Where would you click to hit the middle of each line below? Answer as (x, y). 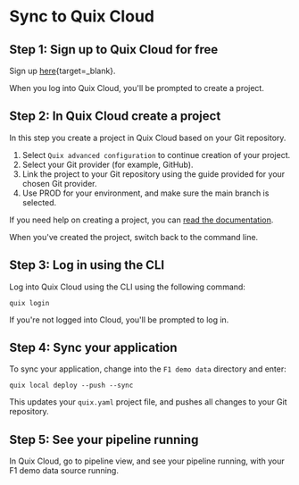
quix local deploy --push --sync (71, 386)
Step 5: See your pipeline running (104, 439)
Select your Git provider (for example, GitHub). (108, 164)
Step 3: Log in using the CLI (87, 265)
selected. (39, 202)
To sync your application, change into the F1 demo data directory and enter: (148, 369)
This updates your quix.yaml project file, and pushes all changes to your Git (148, 402)
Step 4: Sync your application (93, 348)
